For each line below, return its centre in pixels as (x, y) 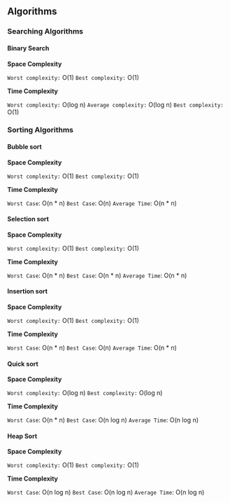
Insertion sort (27, 291)
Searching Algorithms (45, 32)
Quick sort (23, 364)
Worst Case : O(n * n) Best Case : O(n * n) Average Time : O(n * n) (97, 275)
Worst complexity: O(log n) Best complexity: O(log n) (85, 393)
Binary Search (28, 48)
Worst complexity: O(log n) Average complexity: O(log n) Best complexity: (116, 104)
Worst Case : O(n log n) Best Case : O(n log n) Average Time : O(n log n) (106, 492)
